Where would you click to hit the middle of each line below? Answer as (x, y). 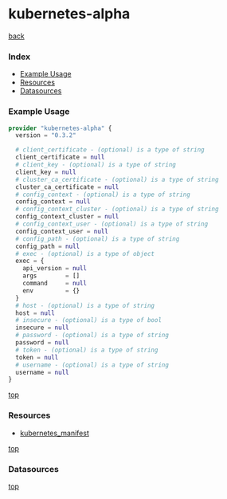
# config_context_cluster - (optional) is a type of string (117, 209)
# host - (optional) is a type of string (85, 305)
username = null (42, 372)
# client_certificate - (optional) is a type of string (110, 150)
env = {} (51, 291)
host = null (35, 313)
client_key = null (46, 172)
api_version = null (55, 269)
